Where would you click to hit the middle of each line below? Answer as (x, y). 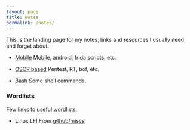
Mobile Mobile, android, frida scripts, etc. (65, 58)
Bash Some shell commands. (50, 81)
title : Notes (22, 17)
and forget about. (27, 46)
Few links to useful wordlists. (42, 109)
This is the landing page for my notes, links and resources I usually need (95, 40)
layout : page (22, 12)
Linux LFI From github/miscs (50, 120)
